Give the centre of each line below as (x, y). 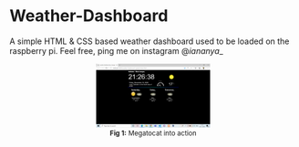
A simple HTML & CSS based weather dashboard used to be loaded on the (149, 41)
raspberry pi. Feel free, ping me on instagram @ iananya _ (116, 50)
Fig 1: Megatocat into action (153, 133)
